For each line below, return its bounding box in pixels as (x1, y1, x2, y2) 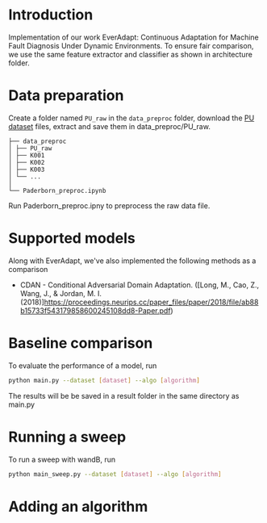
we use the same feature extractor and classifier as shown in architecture (8, 49, 252, 59)
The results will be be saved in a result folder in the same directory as (8, 391, 240, 400)
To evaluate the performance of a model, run (8, 361, 157, 370)
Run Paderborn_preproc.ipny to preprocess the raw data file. (8, 200, 211, 211)
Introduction (8, 6, 94, 24)
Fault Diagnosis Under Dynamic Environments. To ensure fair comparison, (8, 40, 254, 50)
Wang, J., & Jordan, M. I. (19, 288, 102, 298)
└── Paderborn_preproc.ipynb (8, 186, 106, 195)
